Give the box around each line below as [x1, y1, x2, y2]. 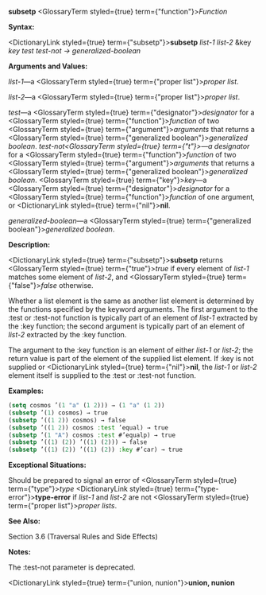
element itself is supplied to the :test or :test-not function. [8, 371, 197, 380]
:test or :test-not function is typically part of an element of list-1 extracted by [8, 313, 258, 322]
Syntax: [8, 22, 35, 31]
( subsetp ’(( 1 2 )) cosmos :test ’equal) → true [8, 423, 169, 432]
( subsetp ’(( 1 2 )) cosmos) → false [8, 416, 126, 424]
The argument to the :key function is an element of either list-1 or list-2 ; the [8, 345, 253, 355]
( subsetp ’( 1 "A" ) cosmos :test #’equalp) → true [8, 431, 176, 439]
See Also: [8, 516, 41, 526]
